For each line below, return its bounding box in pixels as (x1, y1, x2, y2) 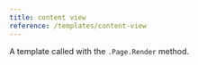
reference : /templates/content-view (9, 21, 147, 30)
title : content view (9, 12, 87, 22)
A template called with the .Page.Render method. (9, 45, 190, 56)
